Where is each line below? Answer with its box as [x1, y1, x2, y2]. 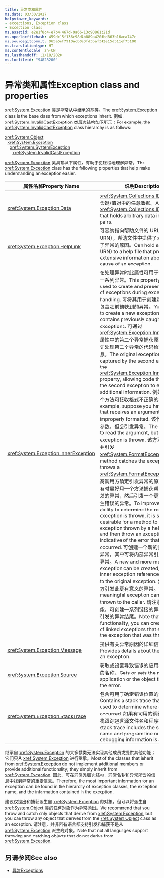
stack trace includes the [100, 724, 155, 731]
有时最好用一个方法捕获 [100, 485, 154, 492]
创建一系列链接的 [114, 606, 154, 613]
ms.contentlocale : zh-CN [5, 48, 56, 53]
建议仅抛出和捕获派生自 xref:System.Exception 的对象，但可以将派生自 [5, 799, 147, 805]
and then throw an [100, 531, 142, 537]
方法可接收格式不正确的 [104, 396, 159, 403]
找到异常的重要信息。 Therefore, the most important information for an [13, 778, 154, 784]
